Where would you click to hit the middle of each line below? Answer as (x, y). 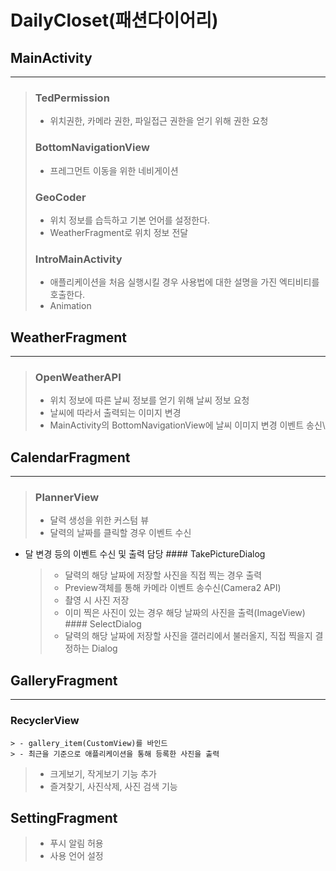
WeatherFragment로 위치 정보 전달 (119, 232)
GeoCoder (60, 197)
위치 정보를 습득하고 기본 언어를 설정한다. (130, 220)
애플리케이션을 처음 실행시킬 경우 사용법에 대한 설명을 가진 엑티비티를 (184, 282)
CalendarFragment (70, 457)
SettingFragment (64, 817)
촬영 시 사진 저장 (97, 600)
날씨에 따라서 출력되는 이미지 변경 (115, 413)
